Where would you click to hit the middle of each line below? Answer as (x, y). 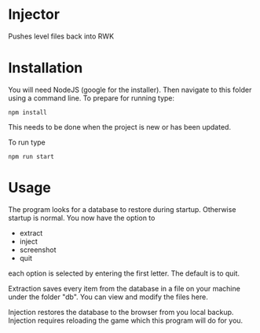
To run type (27, 142)
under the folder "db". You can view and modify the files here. (108, 297)
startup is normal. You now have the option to (82, 218)
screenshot (38, 250)
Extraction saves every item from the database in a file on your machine (125, 288)
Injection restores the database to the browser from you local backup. (121, 312)
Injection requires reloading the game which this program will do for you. (126, 320)
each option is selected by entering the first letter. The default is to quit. (124, 273)
